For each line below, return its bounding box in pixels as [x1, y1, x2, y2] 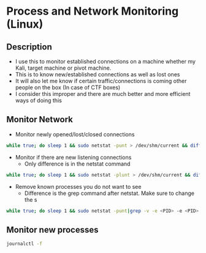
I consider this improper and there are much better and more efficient [15, 90, 191, 97]
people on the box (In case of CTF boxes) [15, 84, 121, 91]
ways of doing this [15, 97, 63, 104]
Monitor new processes [6, 224, 99, 235]
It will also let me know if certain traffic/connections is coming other [15, 78, 187, 84]
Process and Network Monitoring [6, 4, 179, 18]
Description [6, 42, 52, 52]
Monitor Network [6, 114, 74, 125]
